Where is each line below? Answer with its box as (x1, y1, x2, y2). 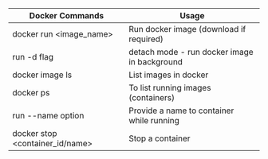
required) (128, 33, 164, 45)
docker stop (12, 128, 57, 138)
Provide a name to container (128, 105, 235, 116)
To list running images (128, 83, 211, 93)
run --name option (12, 111, 85, 121)
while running (128, 115, 179, 126)
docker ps (12, 87, 50, 98)
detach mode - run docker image (128, 47, 254, 57)
